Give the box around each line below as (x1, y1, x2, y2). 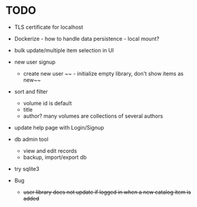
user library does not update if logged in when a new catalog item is (23, 188, 191, 196)
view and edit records (23, 147, 77, 154)
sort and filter (14, 88, 49, 95)
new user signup (14, 58, 56, 65)
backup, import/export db (23, 154, 87, 161)
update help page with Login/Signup (14, 124, 104, 131)
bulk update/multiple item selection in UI (14, 46, 114, 54)
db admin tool (14, 136, 49, 143)
